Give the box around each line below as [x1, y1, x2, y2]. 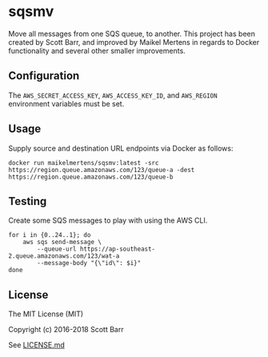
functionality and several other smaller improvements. [8, 46, 186, 55]
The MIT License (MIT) [8, 309, 84, 319]
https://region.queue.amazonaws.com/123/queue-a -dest [8, 166, 195, 174]
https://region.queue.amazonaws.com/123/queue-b [8, 173, 174, 181]
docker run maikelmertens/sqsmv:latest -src [8, 158, 159, 166]
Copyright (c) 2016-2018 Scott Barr [8, 325, 124, 335]
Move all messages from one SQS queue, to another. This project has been [8, 29, 256, 38]
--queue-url [37, 245, 78, 254]
